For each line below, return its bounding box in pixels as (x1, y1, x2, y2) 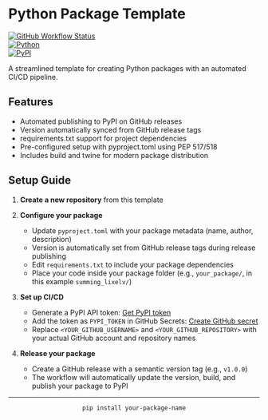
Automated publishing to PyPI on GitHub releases (19, 117, 183, 126)
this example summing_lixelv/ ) (31, 276, 132, 286)
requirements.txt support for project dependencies (19, 133, 187, 143)
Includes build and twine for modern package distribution (19, 150, 209, 160)
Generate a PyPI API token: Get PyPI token (31, 307, 171, 317)
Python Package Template (8, 5, 186, 23)
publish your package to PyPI (31, 381, 129, 390)
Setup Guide (8, 173, 72, 188)
